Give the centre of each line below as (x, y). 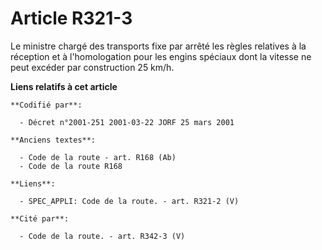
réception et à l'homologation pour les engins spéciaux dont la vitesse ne (161, 56)
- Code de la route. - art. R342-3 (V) (102, 236)
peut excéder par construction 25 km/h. (92, 67)
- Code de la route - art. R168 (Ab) (98, 157)
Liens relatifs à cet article (64, 86)
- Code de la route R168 (71, 166)
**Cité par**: (40, 218)
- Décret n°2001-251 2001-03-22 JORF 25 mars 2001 (127, 122)
